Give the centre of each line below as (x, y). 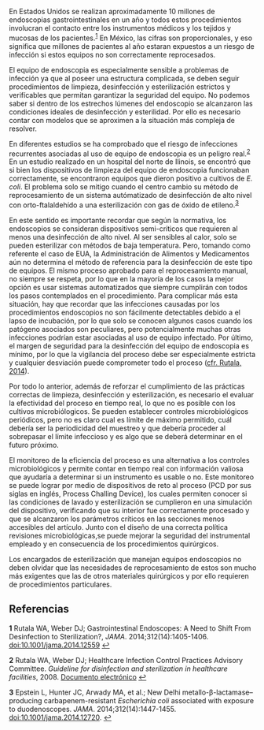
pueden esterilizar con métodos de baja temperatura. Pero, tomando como (130, 245)
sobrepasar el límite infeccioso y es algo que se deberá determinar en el (126, 436)
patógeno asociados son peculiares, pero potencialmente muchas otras (125, 329)
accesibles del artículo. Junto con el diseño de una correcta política (119, 527)
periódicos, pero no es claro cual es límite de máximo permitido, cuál (121, 419)
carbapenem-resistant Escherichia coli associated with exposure (149, 700)
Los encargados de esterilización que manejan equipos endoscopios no (125, 559)
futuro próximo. (34, 445)
